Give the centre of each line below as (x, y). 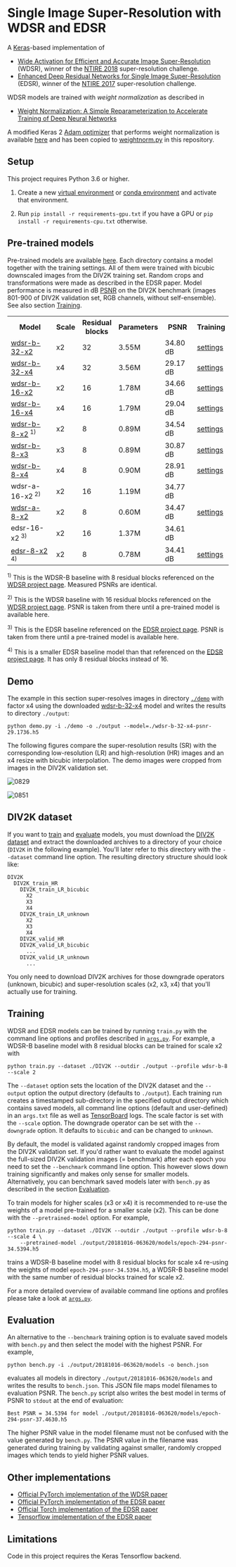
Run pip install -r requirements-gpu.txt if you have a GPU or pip (115, 214)
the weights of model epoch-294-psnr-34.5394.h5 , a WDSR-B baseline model (118, 1270)
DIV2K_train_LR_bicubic (55, 890)
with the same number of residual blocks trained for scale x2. (96, 1277)
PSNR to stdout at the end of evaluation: (66, 1401)
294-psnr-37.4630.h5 (38, 1420)
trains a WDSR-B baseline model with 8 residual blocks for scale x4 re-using (118, 1262)
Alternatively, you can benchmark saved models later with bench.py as (109, 1181)
